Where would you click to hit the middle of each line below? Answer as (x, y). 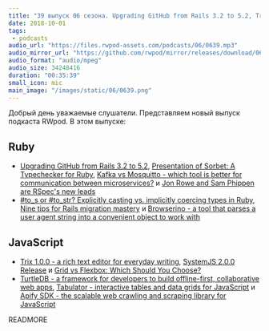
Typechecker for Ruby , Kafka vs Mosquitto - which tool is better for (131, 175)
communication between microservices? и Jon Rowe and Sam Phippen (137, 183)
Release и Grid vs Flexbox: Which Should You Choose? (110, 270)
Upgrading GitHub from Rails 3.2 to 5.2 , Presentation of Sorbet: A (128, 166)
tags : (17, 30)
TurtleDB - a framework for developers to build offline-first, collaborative (140, 279)
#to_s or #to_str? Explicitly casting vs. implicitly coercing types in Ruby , (137, 200)
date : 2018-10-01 (37, 23)
